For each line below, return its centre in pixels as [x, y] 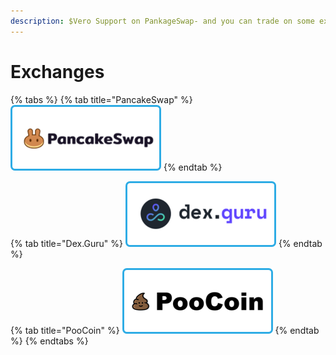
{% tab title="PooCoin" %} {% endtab [165, 330]
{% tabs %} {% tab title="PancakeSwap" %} [101, 99]
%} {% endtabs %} [49, 341]
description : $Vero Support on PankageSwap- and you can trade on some [162, 21]
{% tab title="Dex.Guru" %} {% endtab [166, 243]
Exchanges [57, 71]
